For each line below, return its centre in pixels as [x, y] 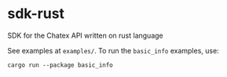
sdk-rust [36, 14]
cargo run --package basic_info [60, 65]
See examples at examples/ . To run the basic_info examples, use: [113, 50]
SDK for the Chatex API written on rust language [86, 35]
